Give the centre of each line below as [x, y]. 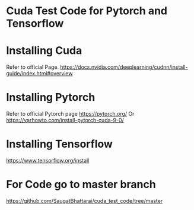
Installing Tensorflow [59, 144]
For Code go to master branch [81, 184]
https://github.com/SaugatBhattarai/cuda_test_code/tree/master [85, 201]
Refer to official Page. [33, 67]
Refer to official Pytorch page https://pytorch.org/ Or [70, 114]
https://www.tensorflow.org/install [48, 160]
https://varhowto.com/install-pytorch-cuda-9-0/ [65, 120]
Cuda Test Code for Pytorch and [87, 11]
